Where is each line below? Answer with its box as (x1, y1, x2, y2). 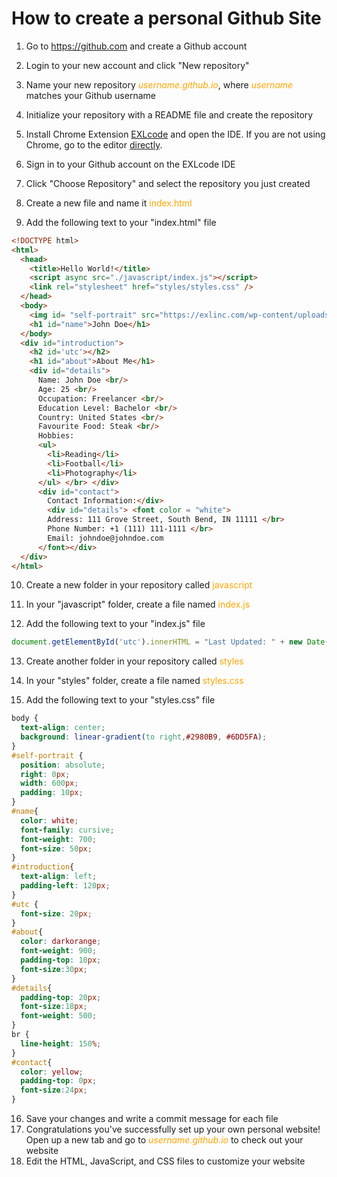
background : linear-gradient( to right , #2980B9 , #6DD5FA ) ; (20, 732, 268, 742)
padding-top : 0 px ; (20, 1076, 98, 1086)
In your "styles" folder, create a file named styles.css (25, 675, 244, 687)
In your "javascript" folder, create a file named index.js (25, 598, 251, 611)
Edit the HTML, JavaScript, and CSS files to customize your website (25, 1155, 306, 1167)
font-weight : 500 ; (20, 1011, 98, 1021)
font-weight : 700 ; (20, 834, 98, 844)
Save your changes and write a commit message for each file (25, 1113, 279, 1125)
